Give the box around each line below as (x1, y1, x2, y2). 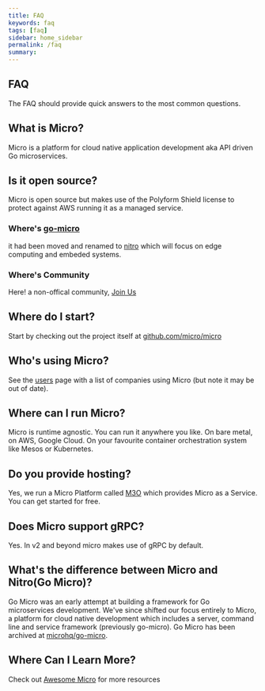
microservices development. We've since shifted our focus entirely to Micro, (8, 605, 257, 614)
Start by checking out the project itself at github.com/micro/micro (8, 331, 222, 340)
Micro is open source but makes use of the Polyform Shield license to (8, 195, 235, 204)
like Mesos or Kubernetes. (8, 444, 93, 454)
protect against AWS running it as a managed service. (8, 203, 184, 213)
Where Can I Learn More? (8, 654, 136, 667)
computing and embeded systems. (8, 249, 122, 259)
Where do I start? (8, 310, 96, 324)
